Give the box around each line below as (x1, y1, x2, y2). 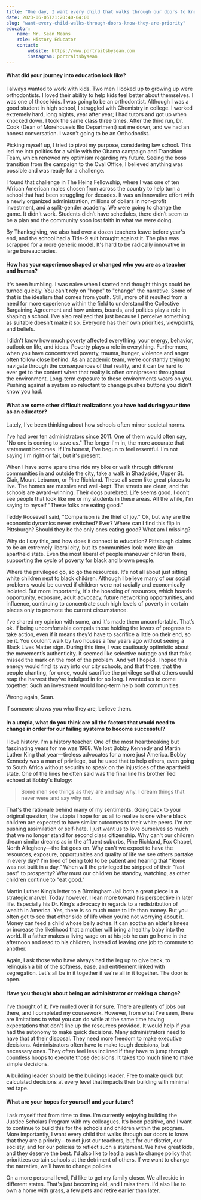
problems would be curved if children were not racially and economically (6, 581, 185, 588)
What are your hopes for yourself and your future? (6, 1098, 135, 1105)
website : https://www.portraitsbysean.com (28, 48, 135, 54)
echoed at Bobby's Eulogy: (6, 776, 73, 784)
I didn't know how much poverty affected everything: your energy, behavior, (6, 337, 194, 344)
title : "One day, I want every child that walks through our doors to (6, 8, 186, 15)
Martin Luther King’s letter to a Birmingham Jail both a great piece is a (6, 888, 178, 895)
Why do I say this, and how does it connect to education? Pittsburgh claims (6, 537, 191, 545)
